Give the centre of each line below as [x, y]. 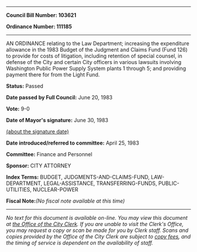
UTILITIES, [19, 189]
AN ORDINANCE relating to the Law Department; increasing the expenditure [98, 43]
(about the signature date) [38, 132]
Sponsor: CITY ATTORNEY [39, 166]
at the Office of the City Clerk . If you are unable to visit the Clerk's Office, [95, 224]
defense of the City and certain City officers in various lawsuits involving [94, 62]
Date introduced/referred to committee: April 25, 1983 [73, 143]
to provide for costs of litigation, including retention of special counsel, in [94, 56]
